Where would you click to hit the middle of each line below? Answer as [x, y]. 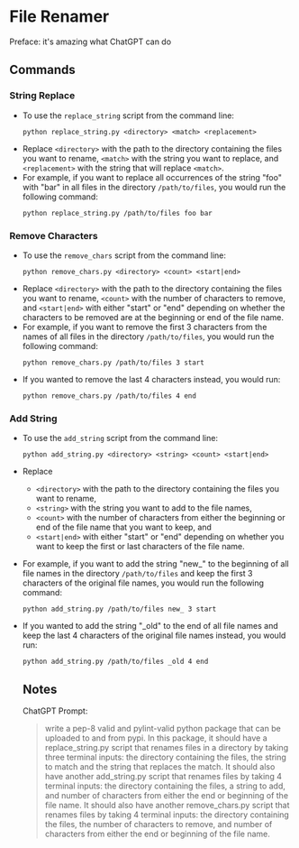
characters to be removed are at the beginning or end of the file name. [153, 317]
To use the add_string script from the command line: [120, 438]
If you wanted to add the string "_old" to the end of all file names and [150, 626]
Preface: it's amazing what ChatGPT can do [91, 41]
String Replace [42, 96]
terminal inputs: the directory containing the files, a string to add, [165, 786]
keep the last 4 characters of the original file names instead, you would [154, 636]
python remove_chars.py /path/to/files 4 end [109, 396]
